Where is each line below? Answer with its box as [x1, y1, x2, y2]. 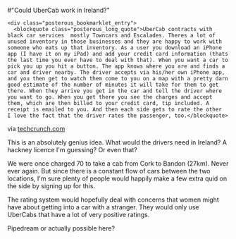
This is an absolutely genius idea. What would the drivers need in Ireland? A [7, 138, 228, 147]
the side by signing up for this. [7, 182, 96, 190]
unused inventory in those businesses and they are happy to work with [7, 38, 222, 45]
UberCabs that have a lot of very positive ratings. [7, 211, 150, 219]
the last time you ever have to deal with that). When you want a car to [7, 56, 229, 63]
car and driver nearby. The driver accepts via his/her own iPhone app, [7, 69, 225, 76]
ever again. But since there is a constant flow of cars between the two [7, 167, 211, 175]
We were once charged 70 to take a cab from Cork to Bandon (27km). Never [7, 159, 229, 168]
